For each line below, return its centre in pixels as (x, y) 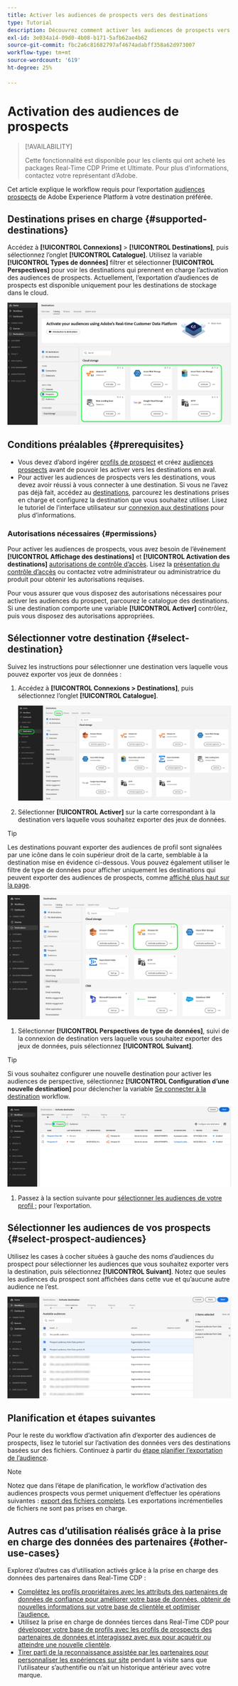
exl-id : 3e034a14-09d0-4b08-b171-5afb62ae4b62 (77, 38)
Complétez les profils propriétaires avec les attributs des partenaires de (123, 1592)
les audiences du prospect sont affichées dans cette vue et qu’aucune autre (119, 1279)
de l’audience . (28, 1458)
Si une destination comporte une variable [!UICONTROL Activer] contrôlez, (118, 608)
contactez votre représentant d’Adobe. (81, 175)
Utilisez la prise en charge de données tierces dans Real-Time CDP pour (123, 1622)
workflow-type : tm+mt (39, 53)
